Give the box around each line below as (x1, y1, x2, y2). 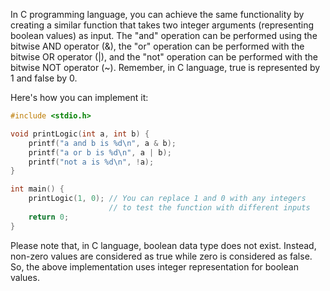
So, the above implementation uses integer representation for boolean (10, 260, 299, 273)
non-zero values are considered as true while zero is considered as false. (10, 250, 313, 262)
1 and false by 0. (10, 72, 78, 84)
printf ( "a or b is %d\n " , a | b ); (28, 147, 172, 158)
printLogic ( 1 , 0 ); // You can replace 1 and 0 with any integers (28, 194, 307, 204)
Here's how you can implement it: (10, 92, 149, 103)
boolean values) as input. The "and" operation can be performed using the (10, 30, 318, 41)
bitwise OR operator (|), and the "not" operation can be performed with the (10, 51, 318, 63)
